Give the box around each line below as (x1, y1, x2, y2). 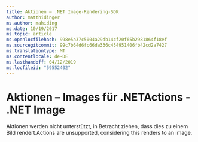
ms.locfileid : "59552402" (6, 64, 71, 71)
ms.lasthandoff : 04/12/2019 (6, 59, 77, 65)
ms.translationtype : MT (6, 48, 66, 54)
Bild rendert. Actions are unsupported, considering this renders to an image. (6, 129, 193, 137)
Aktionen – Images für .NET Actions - (6, 90, 191, 104)
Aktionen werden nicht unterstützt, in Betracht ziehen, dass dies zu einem (6, 123, 188, 130)
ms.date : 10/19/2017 (6, 25, 58, 32)
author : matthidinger (6, 14, 60, 20)
